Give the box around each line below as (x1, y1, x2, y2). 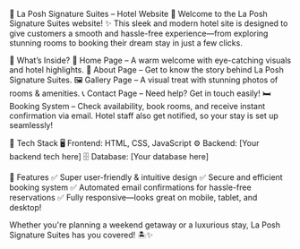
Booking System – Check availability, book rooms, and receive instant (9, 101, 266, 111)
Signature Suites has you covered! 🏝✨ (9, 229, 154, 240)
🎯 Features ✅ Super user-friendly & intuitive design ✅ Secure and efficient (9, 172, 284, 183)
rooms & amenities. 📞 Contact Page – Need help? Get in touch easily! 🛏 (9, 88, 271, 99)
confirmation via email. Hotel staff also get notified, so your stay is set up (9, 110, 279, 121)
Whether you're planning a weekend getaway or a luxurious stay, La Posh (9, 219, 280, 230)
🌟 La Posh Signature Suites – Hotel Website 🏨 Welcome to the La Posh (9, 9, 269, 19)
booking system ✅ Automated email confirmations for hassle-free (9, 182, 253, 193)
